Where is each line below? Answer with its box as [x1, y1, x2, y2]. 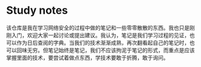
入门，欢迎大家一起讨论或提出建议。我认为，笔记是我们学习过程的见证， [11, 31, 190, 39]
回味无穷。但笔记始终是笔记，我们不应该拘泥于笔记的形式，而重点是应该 [16, 46, 195, 54]
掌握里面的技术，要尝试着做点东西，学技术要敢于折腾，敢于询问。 [6, 54, 169, 61]
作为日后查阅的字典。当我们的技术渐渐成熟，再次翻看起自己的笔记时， [16, 39, 190, 46]
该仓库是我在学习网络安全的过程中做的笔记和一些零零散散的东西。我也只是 [6, 24, 190, 31]
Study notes [6, 4, 68, 17]
